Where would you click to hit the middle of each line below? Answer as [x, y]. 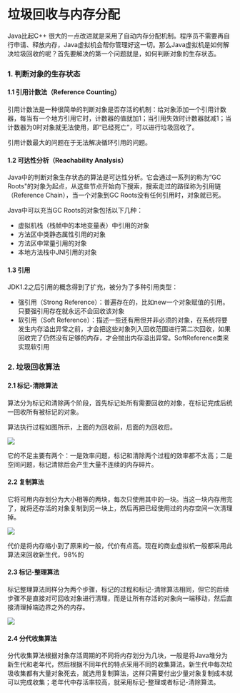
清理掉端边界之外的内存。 [51, 607]
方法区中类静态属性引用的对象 [61, 234]
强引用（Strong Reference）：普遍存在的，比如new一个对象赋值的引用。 [123, 302]
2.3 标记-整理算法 [34, 572]
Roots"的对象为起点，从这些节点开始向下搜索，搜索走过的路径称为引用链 [114, 186]
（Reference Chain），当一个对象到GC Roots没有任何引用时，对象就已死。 [116, 195]
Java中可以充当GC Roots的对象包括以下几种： [75, 211]
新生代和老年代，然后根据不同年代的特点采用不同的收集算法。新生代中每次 [117, 664]
